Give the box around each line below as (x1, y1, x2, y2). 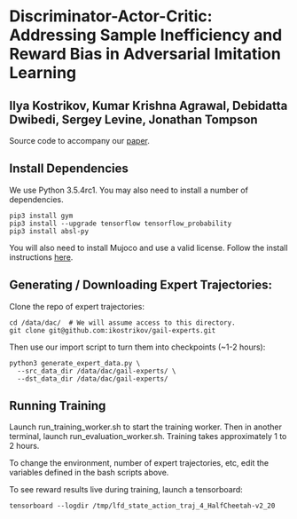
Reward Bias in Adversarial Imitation (9, 44, 281, 64)
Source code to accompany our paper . (9, 136, 151, 145)
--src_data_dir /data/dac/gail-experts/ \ (17, 366, 176, 375)
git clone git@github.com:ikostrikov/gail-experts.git (9, 326, 216, 334)
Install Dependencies (9, 161, 129, 177)
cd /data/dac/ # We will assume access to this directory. (9, 318, 237, 327)
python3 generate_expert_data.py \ (9, 358, 141, 367)
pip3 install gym (9, 211, 74, 220)
